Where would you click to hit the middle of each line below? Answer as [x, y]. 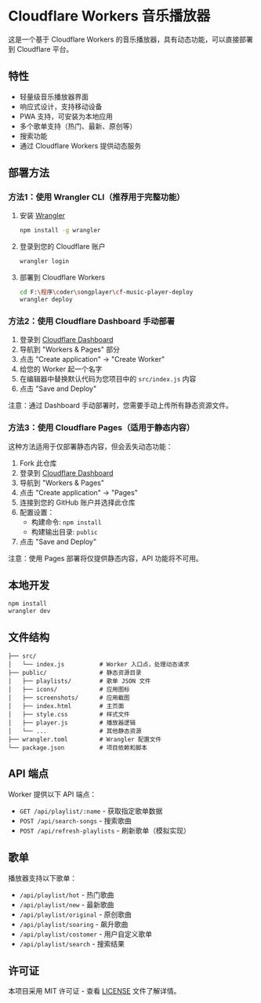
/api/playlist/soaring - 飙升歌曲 [74, 924]
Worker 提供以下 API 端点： [52, 794]
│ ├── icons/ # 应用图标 [69, 689]
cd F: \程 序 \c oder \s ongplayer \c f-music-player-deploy [106, 292]
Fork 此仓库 [38, 463]
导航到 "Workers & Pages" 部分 [69, 349]
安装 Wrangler [42, 216]
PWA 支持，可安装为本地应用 [66, 116]
